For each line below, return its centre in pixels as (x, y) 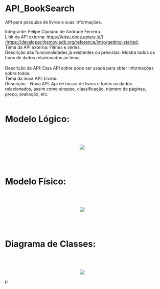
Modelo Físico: (36, 181)
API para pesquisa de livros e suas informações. (54, 22)
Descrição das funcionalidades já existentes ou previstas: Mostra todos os (80, 52)
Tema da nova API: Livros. (31, 78)
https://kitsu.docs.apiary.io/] (75, 37)
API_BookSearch (40, 9)
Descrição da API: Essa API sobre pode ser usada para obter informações (80, 68)
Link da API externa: (25, 37)
